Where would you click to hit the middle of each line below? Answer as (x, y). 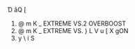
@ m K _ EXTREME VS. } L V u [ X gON (73, 31)
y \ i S (26, 38)
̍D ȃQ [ (17, 10)
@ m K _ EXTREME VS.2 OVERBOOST (72, 23)
